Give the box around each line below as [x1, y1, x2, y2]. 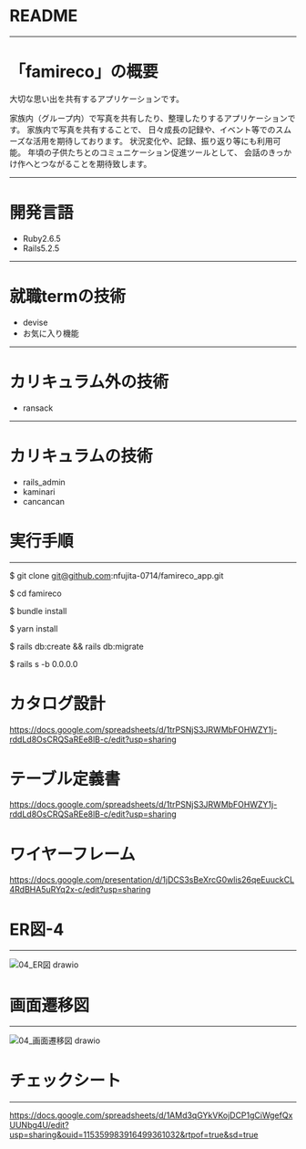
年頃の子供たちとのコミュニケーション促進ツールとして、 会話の [26, 147, 269, 158]
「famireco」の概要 [9, 61, 159, 82]
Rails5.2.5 [22, 243, 60, 254]
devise [22, 317, 48, 328]
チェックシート [9, 1071, 122, 1092]
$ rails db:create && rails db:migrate [9, 641, 144, 652]
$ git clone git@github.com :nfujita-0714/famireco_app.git [9, 569, 224, 580]
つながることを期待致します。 [40, 158, 152, 169]
